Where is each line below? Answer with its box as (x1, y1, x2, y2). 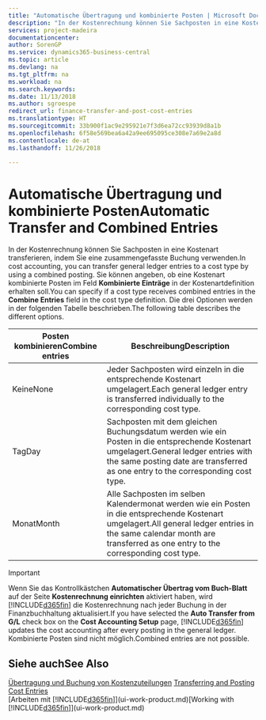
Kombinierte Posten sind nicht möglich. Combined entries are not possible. (8, 634, 250, 643)
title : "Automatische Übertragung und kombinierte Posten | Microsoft (8, 11, 246, 20)
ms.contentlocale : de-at (8, 136, 90, 145)
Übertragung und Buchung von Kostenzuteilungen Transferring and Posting (8, 678, 255, 688)
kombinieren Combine (13, 341, 97, 352)
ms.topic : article (8, 56, 69, 64)
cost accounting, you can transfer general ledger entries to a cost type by (8, 262, 249, 271)
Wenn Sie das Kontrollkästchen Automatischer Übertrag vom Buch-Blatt (8, 583, 248, 593)
